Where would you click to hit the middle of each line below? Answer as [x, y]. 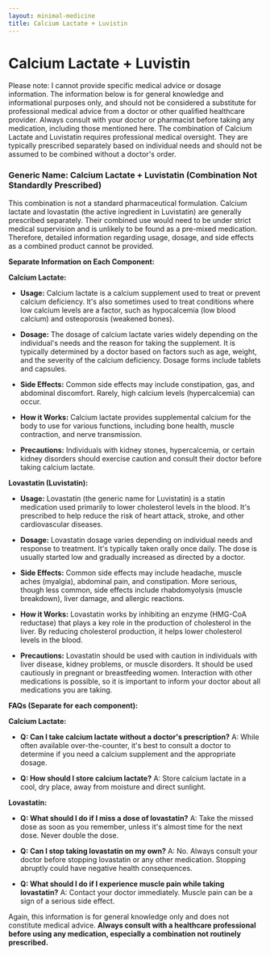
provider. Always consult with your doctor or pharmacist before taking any [132, 120]
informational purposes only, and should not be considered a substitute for [132, 103]
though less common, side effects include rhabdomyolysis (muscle [131, 590]
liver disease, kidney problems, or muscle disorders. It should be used [136, 664]
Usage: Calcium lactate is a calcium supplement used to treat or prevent [140, 292]
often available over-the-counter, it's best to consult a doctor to [125, 745]
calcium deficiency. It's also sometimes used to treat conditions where [137, 301]
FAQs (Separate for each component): [73, 705]
